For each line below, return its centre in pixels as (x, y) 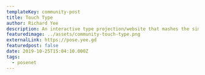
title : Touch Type (30, 18)
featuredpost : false (33, 46)
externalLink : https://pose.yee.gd (52, 40)
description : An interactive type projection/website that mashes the (98, 29)
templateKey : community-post (43, 12)
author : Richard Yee (33, 23)
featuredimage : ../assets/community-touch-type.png (73, 34)
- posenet (24, 62)
